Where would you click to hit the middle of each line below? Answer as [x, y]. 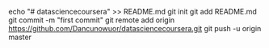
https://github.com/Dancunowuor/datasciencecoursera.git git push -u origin [135, 28]
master [20, 37]
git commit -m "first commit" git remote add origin [92, 20]
